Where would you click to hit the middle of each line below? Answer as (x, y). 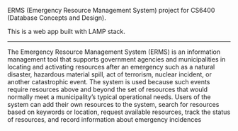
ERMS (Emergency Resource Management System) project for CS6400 (111, 10)
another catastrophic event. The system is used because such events (109, 82)
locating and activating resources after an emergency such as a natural (111, 67)
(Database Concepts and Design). (57, 18)
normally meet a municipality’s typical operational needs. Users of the (109, 97)
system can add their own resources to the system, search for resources (113, 104)
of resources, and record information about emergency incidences (104, 119)
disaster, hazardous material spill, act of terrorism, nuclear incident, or (110, 74)
